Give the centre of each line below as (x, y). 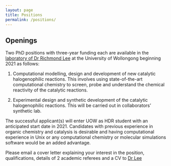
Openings (21, 40)
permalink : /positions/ (31, 20)
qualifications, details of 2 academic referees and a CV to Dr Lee (74, 158)
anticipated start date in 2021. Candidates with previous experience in (79, 126)
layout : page (19, 10)
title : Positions (24, 15)
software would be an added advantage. (48, 143)
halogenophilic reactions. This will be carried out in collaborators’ (82, 105)
